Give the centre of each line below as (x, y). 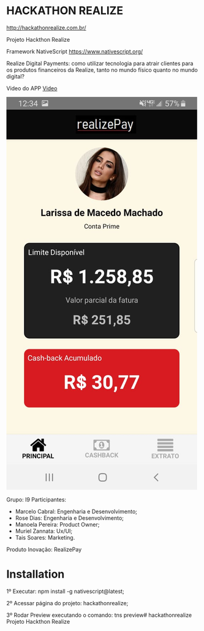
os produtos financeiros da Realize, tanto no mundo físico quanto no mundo (102, 70)
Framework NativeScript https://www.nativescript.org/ (75, 51)
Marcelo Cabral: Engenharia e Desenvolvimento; (76, 511)
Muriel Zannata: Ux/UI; (44, 531)
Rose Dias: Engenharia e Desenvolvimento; (70, 518)
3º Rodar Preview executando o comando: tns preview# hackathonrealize (99, 615)
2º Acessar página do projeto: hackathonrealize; (67, 603)
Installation (36, 574)
